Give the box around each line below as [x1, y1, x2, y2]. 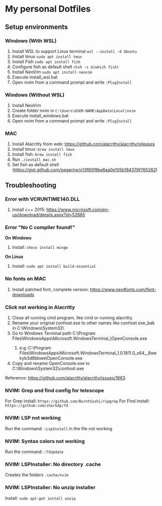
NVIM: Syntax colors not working [5, 437, 85, 444]
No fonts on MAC [5, 276, 46, 282]
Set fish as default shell [12, 162, 59, 168]
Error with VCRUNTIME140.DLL [5, 195, 80, 202]
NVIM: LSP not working [5, 415, 61, 421]
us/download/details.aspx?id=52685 [12, 212, 85, 218]
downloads [12, 292, 34, 297]
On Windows [5, 235, 32, 241]
